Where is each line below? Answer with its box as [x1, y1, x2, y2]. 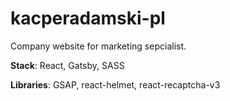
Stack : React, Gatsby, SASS [10, 59, 125, 71]
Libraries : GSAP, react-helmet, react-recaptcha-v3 [10, 78, 221, 91]
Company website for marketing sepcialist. [10, 40, 187, 52]
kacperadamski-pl [10, 7, 166, 30]
